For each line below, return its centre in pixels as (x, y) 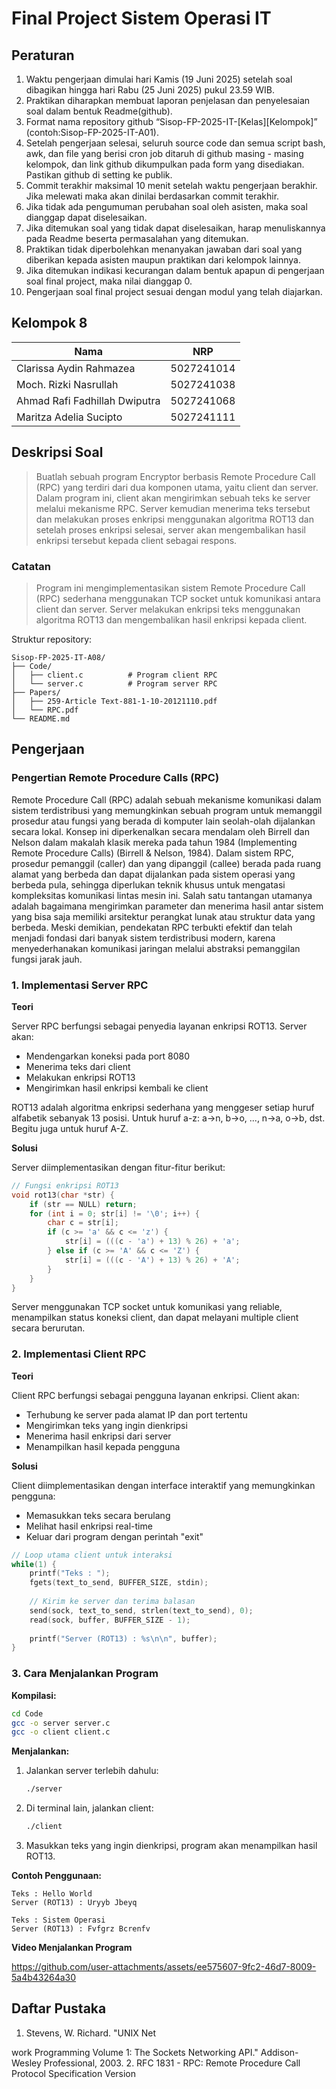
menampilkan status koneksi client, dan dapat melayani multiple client (155, 1318)
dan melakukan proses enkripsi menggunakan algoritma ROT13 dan (174, 519)
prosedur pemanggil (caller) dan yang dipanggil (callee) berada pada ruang (166, 863)
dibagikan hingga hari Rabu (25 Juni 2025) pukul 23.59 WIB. (150, 90)
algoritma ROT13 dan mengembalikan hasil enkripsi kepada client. (171, 619)
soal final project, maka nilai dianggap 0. (109, 281)
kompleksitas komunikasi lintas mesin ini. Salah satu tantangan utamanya (162, 895)
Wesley (26, 2063)
